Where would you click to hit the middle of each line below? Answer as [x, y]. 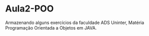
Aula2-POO [30, 9]
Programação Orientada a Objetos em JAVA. [51, 27]
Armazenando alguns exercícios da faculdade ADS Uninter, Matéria [75, 22]
